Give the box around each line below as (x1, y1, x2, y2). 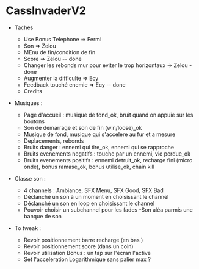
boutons (23, 117, 45, 125)
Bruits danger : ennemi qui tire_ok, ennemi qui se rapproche (23, 143, 175, 151)
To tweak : (14, 224, 41, 232)
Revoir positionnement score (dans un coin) (23, 242, 134, 250)
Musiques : (14, 99, 43, 107)
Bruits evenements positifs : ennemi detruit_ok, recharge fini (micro (23, 156, 193, 163)
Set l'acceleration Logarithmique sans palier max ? (23, 256, 151, 263)
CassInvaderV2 (5, 4, 87, 18)
